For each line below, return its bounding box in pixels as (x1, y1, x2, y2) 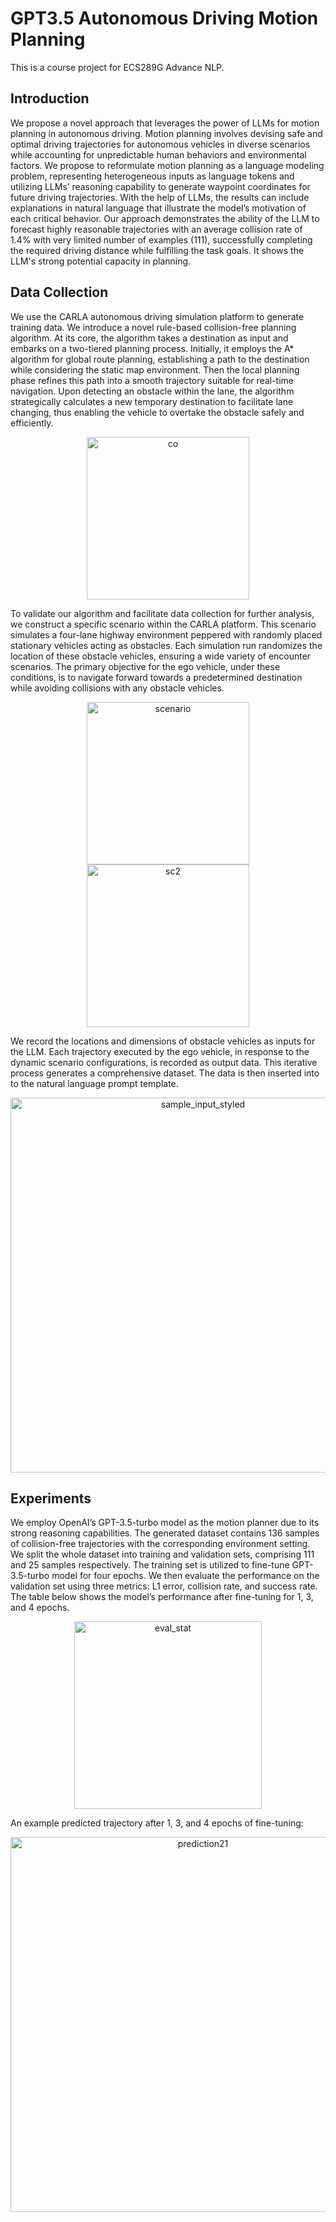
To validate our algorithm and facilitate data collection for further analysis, (10, 607, 315, 619)
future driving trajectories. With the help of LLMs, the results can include (10, 191, 310, 203)
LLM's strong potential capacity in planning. (10, 255, 192, 267)
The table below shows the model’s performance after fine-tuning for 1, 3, (10, 1591, 314, 1603)
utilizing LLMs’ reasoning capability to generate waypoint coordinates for (10, 180, 311, 192)
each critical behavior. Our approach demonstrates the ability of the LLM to (10, 212, 320, 224)
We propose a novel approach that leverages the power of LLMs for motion (10, 117, 320, 129)
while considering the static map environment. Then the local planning (10, 363, 300, 376)
